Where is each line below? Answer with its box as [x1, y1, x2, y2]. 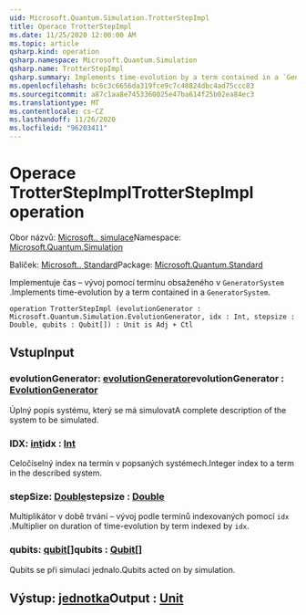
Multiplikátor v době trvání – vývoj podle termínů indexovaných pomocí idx [9, 511, 290, 522]
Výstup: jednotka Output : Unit [9, 590, 184, 606]
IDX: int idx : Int [9, 437, 76, 450]
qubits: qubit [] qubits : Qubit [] [9, 544, 143, 557]
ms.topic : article [9, 38, 79, 48]
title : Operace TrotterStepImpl [9, 22, 132, 31]
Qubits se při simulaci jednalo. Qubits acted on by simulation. [9, 564, 236, 575]
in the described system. [9, 467, 103, 478]
